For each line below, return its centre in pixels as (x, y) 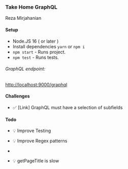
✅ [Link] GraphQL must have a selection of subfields (68, 107)
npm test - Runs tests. (36, 57)
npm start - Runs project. (39, 52)
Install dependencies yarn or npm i (49, 46)
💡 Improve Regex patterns (40, 141)
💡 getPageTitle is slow (36, 161)
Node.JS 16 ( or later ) (36, 41)
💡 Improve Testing (32, 131)
